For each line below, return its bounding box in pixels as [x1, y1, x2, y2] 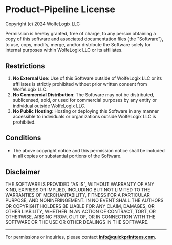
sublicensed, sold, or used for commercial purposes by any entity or [12, 97, 157, 103]
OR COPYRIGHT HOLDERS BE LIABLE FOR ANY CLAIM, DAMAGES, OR [5, 203, 155, 209]
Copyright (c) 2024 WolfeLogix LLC [5, 21, 80, 27]
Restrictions [5, 62, 45, 70]
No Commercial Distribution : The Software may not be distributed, [12, 91, 155, 98]
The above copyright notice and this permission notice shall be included [12, 147, 165, 153]
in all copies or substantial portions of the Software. [12, 153, 122, 159]
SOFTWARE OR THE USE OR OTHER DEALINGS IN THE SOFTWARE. [5, 219, 149, 226]
